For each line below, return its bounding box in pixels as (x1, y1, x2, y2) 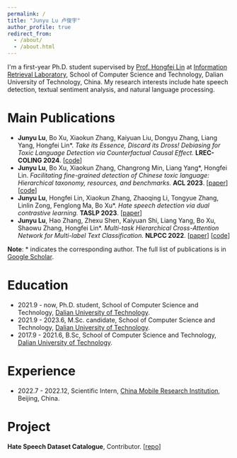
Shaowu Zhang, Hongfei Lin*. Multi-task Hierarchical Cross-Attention (17, 224, 219, 232)
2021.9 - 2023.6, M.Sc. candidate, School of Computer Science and (17, 316, 216, 324)
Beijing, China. (17, 394, 60, 402)
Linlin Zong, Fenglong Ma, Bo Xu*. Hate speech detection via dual (17, 201, 210, 210)
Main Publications (7, 110, 115, 126)
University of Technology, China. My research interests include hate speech (7, 78, 229, 86)
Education (7, 277, 69, 294)
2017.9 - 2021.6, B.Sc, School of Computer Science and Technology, (17, 331, 217, 339)
